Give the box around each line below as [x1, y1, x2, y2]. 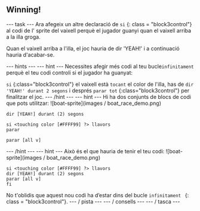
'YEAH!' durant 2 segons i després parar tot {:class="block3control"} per [6, 86, 190, 94]
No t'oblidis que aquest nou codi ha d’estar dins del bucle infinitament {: [6, 191, 189, 198]
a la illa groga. [6, 33, 41, 41]
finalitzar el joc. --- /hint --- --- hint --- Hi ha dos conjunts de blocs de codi [6, 93, 191, 100]
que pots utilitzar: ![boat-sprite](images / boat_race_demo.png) [6, 100, 162, 107]
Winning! [6, 5, 41, 15]
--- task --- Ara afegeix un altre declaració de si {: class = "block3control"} [6, 20, 192, 27]
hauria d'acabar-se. [6, 51, 55, 58]
